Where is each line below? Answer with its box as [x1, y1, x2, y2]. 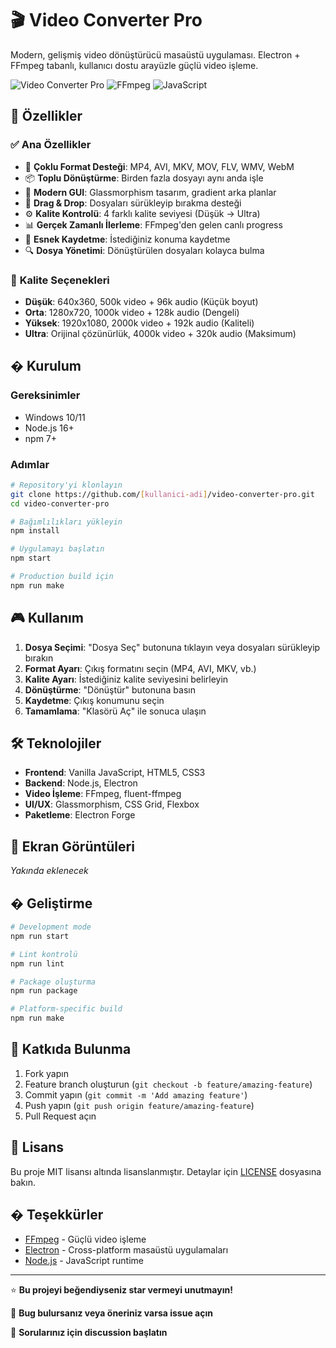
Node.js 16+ [24, 422, 75, 434]
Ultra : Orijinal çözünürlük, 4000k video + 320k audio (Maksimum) [24, 327, 297, 339]
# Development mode [10, 922, 92, 932]
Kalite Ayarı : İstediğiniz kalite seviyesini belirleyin [24, 673, 229, 685]
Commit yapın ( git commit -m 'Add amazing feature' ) [24, 1088, 248, 1101]
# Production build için [10, 572, 114, 582]
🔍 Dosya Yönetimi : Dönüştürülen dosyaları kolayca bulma [24, 244, 265, 256]
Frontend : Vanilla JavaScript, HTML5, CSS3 [24, 767, 206, 779]
